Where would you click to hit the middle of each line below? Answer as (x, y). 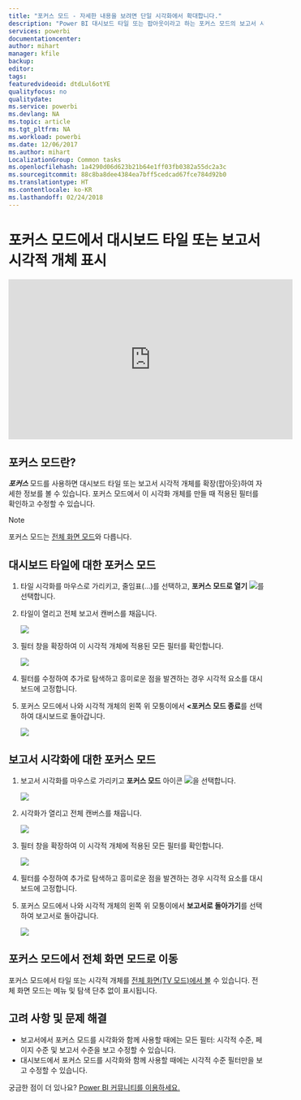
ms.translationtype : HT (49, 183)
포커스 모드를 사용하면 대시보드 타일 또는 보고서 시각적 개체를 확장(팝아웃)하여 (131, 484)
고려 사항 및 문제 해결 (58, 1018)
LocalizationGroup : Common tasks (65, 159)
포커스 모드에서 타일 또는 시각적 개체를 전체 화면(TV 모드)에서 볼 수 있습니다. (129, 980)
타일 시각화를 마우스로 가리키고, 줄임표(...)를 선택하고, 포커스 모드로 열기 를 (142, 586)
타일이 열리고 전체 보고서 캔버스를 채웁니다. (88, 614)
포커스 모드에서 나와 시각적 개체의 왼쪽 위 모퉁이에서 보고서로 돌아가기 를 (133, 906)
